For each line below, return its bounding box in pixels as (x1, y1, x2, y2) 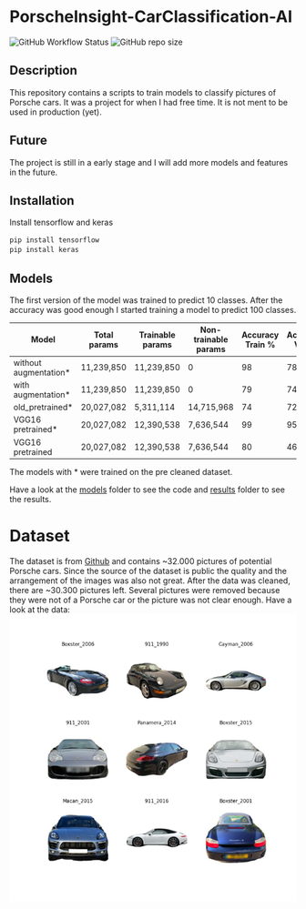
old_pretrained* (13, 402, 74, 413)
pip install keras (9, 246, 79, 255)
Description (9, 63, 77, 78)
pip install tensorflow (9, 236, 100, 245)
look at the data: (9, 604, 71, 615)
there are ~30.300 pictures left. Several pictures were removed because (9, 585, 280, 596)
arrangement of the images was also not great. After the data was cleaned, (9, 575, 291, 586)
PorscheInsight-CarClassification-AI (9, 6, 293, 27)
